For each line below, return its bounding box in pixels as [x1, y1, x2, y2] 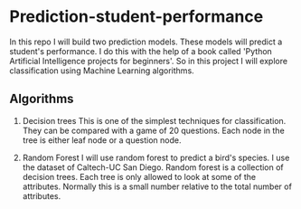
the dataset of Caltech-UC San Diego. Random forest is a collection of [22, 161, 285, 173]
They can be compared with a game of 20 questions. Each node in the [22, 125, 285, 136]
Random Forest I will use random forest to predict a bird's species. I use [22, 152, 290, 163]
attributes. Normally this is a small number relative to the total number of [22, 181, 292, 192]
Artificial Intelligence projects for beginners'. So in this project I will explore [9, 55, 287, 66]
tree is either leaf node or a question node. [22, 134, 182, 146]
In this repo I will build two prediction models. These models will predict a [9, 36, 283, 47]
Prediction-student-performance [9, 6, 264, 27]
